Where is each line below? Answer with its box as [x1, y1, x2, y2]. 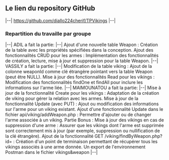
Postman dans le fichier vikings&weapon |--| [5, 149, 98, 155]
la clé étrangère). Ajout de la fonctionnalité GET [5, 133, 104, 139]
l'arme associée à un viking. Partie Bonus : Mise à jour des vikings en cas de [5, 117, 164, 123]
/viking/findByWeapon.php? [104, 133, 162, 139]
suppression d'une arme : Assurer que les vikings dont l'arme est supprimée [5, 123, 164, 129]
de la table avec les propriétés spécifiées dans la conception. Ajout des [5, 47, 154, 53]
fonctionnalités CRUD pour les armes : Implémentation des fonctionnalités [5, 53, 159, 59]
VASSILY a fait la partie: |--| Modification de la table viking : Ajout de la [5, 63, 152, 69]
